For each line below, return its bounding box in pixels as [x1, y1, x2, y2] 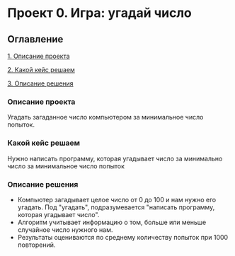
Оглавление [7, 33, 64, 45]
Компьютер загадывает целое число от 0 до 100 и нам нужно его [17, 195, 217, 204]
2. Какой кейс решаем [7, 66, 76, 74]
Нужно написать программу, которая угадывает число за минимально [7, 154, 223, 163]
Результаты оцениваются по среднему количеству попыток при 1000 [17, 233, 229, 241]
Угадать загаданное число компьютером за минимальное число [7, 113, 204, 122]
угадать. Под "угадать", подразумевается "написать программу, [17, 203, 215, 211]
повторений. [17, 240, 56, 249]
